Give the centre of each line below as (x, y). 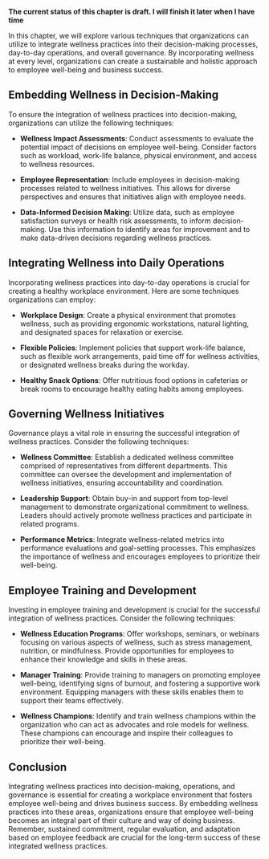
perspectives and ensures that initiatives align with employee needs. (133, 197)
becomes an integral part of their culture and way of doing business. (122, 820)
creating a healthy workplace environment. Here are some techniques (124, 291)
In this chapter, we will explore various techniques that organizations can (129, 36)
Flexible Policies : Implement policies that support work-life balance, (133, 348)
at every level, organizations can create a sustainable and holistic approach (133, 61)
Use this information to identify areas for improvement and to (149, 229)
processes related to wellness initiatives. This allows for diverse (125, 188)
